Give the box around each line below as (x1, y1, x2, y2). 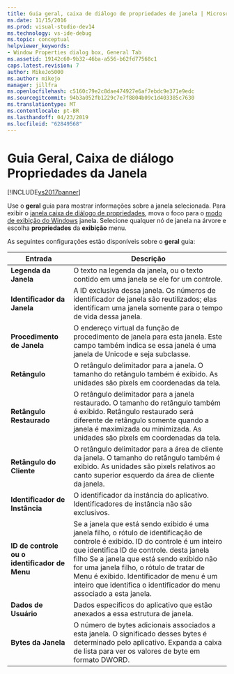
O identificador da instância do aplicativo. (72, 491, 209, 500)
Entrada (25, 254, 52, 263)
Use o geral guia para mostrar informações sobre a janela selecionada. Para (7, 201, 226, 210)
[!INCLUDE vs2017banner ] (7, 188, 81, 197)
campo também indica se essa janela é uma (72, 341, 217, 351)
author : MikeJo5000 (7, 68, 64, 75)
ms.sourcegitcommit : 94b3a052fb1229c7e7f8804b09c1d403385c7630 (7, 95, 195, 102)
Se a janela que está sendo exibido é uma (72, 519, 210, 529)
